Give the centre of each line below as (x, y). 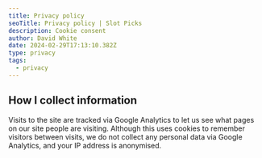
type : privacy (32, 53)
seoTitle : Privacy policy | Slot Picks (75, 23)
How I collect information (73, 101)
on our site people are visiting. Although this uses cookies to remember (127, 128)
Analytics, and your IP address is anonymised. (85, 145)
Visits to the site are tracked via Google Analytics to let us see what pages (131, 120)
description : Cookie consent (57, 30)
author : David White (43, 38)
